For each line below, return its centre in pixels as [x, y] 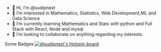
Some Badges [19, 44]
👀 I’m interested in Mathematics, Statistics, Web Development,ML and [84, 13]
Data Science [26, 18]
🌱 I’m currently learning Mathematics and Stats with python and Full [82, 23]
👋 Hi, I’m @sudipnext [34, 8]
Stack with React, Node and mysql [48, 29]
